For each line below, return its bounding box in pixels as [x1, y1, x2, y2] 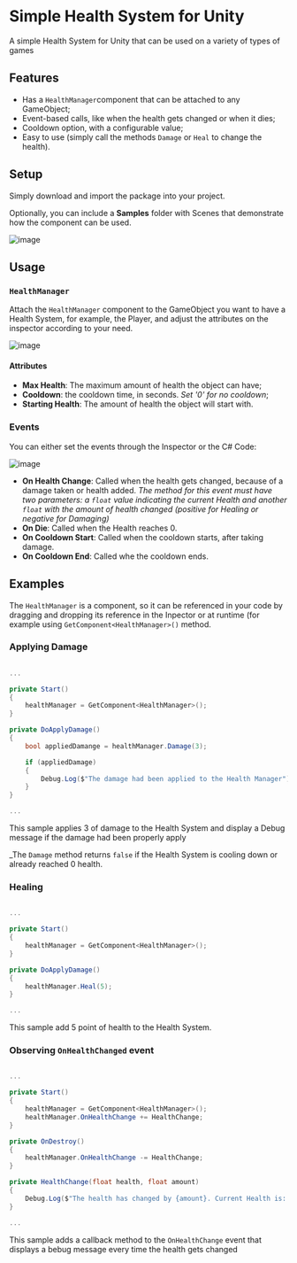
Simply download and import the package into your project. [9, 190, 225, 201]
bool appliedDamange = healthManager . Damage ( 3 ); [25, 741, 208, 750]
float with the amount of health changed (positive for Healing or [21, 503, 259, 515]
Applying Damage [9, 640, 88, 653]
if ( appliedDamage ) [25, 757, 97, 767]
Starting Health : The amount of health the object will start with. [21, 399, 254, 409]
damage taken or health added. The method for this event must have [21, 484, 272, 495]
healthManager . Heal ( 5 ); [25, 981, 113, 991]
